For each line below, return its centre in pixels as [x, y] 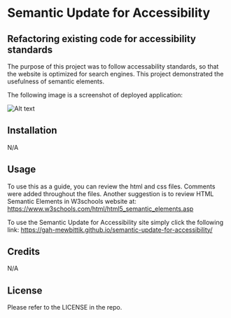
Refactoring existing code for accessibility [101, 39]
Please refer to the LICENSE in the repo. [65, 307]
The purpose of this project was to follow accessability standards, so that [113, 67]
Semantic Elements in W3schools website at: [72, 201]
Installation [32, 131]
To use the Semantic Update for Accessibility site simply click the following [115, 222]
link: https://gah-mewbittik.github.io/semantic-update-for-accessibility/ [110, 230]
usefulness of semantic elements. [56, 81]
